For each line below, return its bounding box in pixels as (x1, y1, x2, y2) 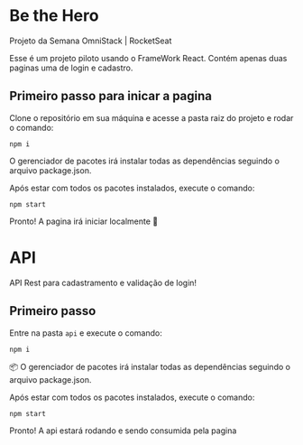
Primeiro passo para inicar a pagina (9, 88, 213, 104)
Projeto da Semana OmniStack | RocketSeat (9, 35, 172, 46)
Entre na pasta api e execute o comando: (9, 327, 162, 338)
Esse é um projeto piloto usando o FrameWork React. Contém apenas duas (9, 52, 288, 63)
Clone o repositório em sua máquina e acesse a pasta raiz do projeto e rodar (9, 112, 294, 123)
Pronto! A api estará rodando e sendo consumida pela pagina (9, 425, 237, 436)
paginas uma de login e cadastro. (9, 62, 133, 73)
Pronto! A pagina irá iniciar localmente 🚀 (9, 216, 159, 227)
